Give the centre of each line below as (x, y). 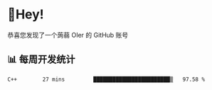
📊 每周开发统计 (42, 60)
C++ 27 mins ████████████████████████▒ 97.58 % (106, 79)
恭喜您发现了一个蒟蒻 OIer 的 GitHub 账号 (68, 35)
